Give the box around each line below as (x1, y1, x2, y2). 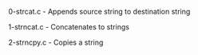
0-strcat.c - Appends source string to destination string (8, 7, 191, 16)
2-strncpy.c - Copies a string (8, 37, 104, 47)
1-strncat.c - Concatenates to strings (8, 22, 130, 31)
